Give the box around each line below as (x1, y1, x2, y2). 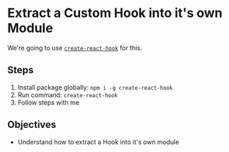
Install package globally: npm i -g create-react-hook (17, 83, 174, 92)
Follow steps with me (17, 98, 80, 107)
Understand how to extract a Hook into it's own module (17, 137, 179, 146)
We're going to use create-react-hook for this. (7, 43, 143, 52)
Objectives (7, 119, 57, 131)
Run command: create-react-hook (17, 90, 118, 99)
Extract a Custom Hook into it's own (7, 5, 223, 21)
